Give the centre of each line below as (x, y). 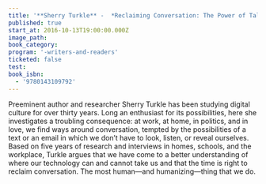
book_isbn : (26, 74)
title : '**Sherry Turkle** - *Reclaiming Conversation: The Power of (127, 15)
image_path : (28, 38)
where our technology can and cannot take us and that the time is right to (128, 163)
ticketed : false (35, 60)
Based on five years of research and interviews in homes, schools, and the (130, 146)
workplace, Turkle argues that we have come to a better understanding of (128, 154)
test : (17, 67)
